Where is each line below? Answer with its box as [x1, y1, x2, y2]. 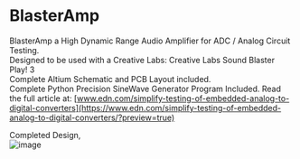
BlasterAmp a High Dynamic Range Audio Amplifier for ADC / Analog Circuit [9, 35, 291, 46]
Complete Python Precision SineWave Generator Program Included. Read [9, 83, 282, 94]
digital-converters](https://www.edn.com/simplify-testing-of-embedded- [9, 102, 282, 113]
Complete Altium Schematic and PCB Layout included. [9, 73, 211, 84]
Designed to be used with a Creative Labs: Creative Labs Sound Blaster [9, 54, 276, 65]
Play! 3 [9, 64, 35, 75]
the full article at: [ [9, 92, 78, 104]
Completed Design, [9, 129, 81, 140]
